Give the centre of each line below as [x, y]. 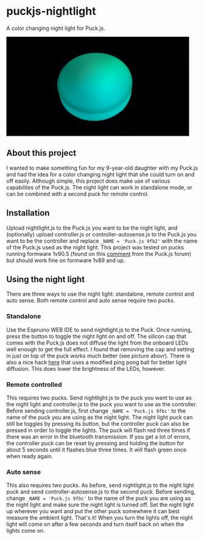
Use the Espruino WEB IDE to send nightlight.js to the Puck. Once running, [99, 330]
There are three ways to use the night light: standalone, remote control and [100, 294]
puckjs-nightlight [51, 11]
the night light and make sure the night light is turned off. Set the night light [100, 505]
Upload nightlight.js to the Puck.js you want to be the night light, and [92, 228]
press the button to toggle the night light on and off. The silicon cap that [97, 336]
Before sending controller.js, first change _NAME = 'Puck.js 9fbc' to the [96, 410]
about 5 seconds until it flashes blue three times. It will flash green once [97, 450]
